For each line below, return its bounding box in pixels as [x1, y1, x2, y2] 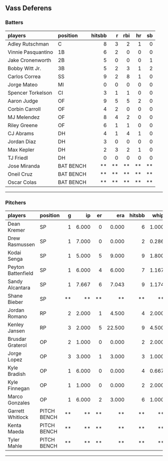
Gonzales [7, 399, 30, 406]
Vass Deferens [5, 4, 52, 13]
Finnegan [7, 385, 30, 392]
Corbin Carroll [7, 105, 41, 112]
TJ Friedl [7, 154, 28, 161]
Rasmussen [7, 241, 35, 248]
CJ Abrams [7, 130, 34, 137]
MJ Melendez [7, 114, 40, 121]
